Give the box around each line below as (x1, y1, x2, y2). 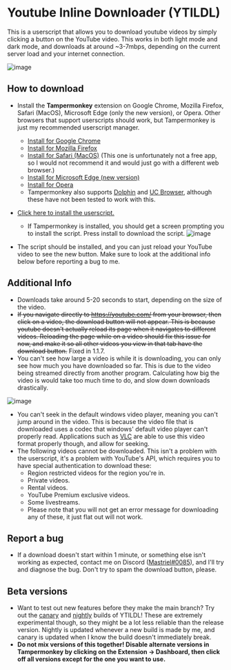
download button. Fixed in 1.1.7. (17, 347, 106, 355)
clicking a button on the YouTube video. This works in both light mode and (7, 34, 218, 43)
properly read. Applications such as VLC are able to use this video (17, 432, 205, 440)
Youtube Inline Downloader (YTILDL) (7, 5, 221, 21)
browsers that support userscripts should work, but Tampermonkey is (17, 116, 216, 124)
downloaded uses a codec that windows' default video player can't (17, 425, 208, 433)
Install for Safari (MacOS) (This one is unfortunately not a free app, (27, 151, 217, 159)
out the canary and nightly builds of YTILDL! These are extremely (17, 611, 203, 620)
